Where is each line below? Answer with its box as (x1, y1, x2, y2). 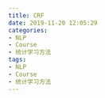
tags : (8, 56, 26, 64)
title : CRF (8, 11, 45, 20)
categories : (8, 26, 48, 34)
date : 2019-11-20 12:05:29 (8, 19, 98, 27)
